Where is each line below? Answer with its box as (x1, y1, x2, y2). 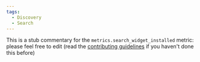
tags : (6, 8, 20, 15)
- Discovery (11, 14, 42, 20)
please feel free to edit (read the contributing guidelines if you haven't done (6, 43, 194, 50)
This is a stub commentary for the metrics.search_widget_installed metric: (6, 37, 194, 44)
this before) (6, 49, 35, 57)
